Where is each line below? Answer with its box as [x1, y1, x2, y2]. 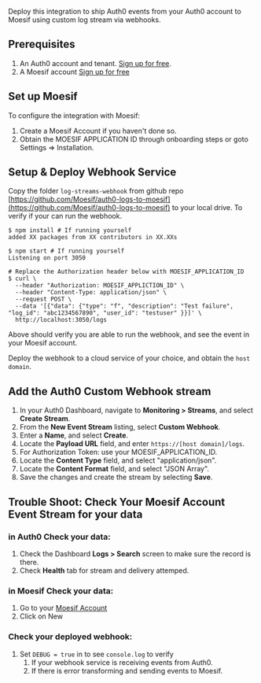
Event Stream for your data [8, 508, 143, 521]
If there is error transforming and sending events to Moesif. [31, 666, 223, 675]
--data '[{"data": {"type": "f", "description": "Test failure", [15, 302, 234, 310]
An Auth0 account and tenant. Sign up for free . [19, 58, 171, 68]
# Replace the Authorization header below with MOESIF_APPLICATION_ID [8, 268, 244, 276]
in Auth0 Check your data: [8, 531, 112, 542]
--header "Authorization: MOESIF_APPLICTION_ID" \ [15, 282, 185, 290]
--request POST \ [15, 295, 72, 304]
